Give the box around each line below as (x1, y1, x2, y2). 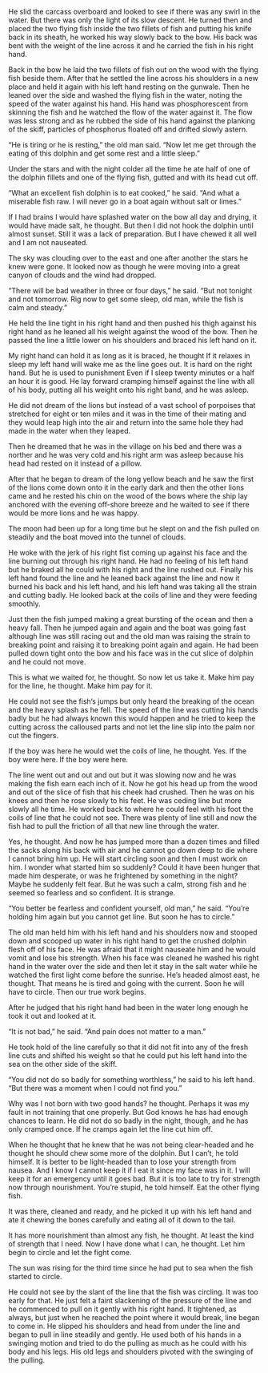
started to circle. (8, 1272, 62, 1281)
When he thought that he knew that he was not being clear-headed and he (8, 1140, 254, 1149)
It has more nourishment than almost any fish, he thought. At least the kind (8, 1230, 254, 1240)
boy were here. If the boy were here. (8, 755, 129, 764)
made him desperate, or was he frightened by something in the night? (8, 871, 238, 880)
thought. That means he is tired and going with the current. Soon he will (8, 979, 245, 988)
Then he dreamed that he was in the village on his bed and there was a (8, 442, 242, 451)
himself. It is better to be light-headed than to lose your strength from (8, 1157, 237, 1166)
